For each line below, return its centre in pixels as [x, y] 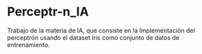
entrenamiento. [28, 45]
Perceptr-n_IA [48, 12]
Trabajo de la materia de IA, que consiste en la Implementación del [101, 30]
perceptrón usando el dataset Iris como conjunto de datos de [93, 37]
